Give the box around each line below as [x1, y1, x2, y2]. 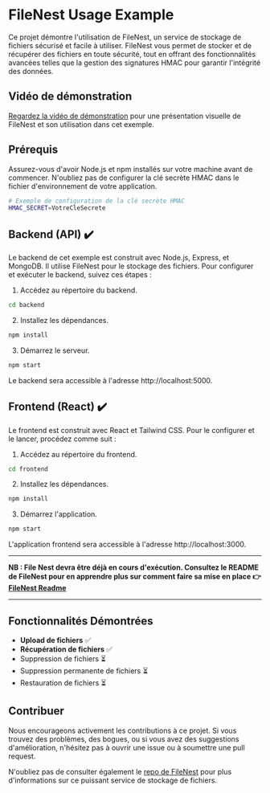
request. [8, 751, 36, 761]
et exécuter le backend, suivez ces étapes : [8, 270, 153, 280]
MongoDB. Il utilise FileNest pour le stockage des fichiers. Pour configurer [8, 261, 254, 271]
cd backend [8, 301, 45, 309]
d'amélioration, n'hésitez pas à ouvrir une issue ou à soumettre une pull [8, 742, 245, 752]
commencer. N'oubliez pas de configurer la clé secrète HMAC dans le [8, 173, 239, 182]
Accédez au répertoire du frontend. [19, 449, 137, 459]
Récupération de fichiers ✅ [19, 644, 112, 654]
